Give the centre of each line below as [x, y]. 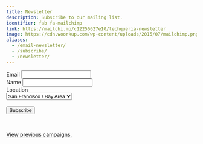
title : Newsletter [29, 12]
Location [17, 89]
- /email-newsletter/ [39, 46]
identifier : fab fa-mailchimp [44, 23]
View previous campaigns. [39, 134]
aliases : [17, 40]
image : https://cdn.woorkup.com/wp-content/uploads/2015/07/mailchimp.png [102, 34]
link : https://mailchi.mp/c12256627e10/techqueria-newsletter [86, 29]
